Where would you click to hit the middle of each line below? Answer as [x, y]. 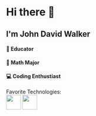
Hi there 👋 [30, 12]
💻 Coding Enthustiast [33, 76]
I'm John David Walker [48, 34]
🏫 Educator [20, 49]
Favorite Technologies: [34, 92]
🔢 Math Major [23, 62]
